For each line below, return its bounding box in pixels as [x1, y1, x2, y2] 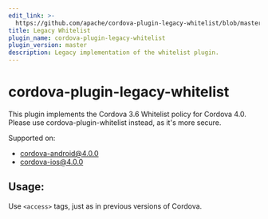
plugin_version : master [8, 41, 88, 49]
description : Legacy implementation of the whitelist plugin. [8, 49, 219, 57]
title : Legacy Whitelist [8, 26, 91, 34]
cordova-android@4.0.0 [19, 148, 99, 158]
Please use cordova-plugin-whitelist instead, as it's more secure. [8, 117, 222, 127]
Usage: [8, 180, 45, 194]
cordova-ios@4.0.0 [19, 157, 84, 166]
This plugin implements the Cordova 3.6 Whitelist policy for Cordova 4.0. [8, 109, 247, 119]
